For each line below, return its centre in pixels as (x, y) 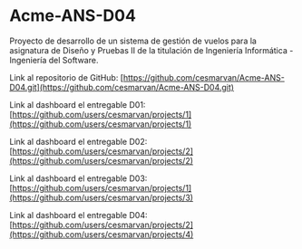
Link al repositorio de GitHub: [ (67, 77)
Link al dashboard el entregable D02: (78, 141)
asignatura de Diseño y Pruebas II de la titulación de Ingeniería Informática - (151, 50)
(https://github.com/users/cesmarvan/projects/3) (101, 197)
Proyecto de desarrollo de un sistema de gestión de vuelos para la (133, 41)
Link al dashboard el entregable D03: (78, 178)
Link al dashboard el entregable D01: (78, 104)
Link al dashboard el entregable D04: (78, 215)
